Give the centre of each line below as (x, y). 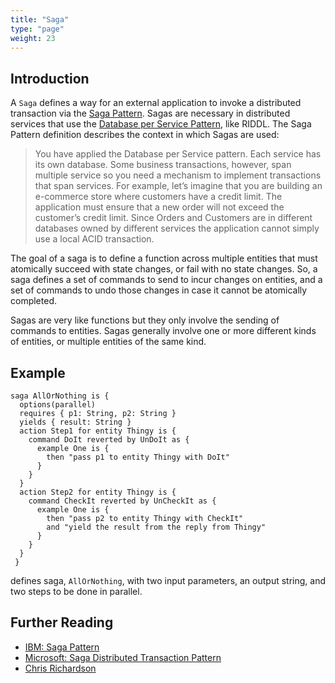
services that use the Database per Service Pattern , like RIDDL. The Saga (161, 124)
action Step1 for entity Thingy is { (98, 431)
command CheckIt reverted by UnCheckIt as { (122, 501)
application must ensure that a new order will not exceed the (159, 207)
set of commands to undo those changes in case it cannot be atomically (159, 290)
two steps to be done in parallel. (76, 591)
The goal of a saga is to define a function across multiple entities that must (164, 258)
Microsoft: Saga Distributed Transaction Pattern (123, 657)
